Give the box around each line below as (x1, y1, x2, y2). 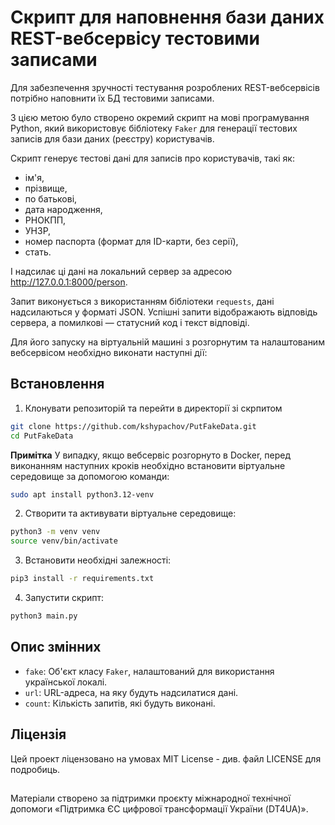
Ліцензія (10, 726, 67, 743)
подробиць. (10, 763, 60, 775)
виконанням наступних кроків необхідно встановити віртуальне (10, 459, 286, 471)
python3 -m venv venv (10, 527, 101, 537)
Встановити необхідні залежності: (24, 554, 172, 566)
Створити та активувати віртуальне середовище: (24, 507, 237, 520)
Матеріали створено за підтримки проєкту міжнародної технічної (10, 792, 292, 804)
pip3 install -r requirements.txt (10, 574, 155, 584)
